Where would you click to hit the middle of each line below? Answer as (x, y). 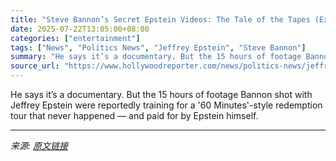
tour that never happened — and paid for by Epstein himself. (134, 115)
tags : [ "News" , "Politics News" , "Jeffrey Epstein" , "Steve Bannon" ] (158, 47)
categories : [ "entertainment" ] (75, 38)
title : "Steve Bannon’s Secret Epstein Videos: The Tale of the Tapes (160, 19)
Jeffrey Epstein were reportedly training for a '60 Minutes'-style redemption (166, 105)
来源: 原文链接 (39, 145)
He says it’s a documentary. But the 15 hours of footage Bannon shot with (161, 94)
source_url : (35, 66)
